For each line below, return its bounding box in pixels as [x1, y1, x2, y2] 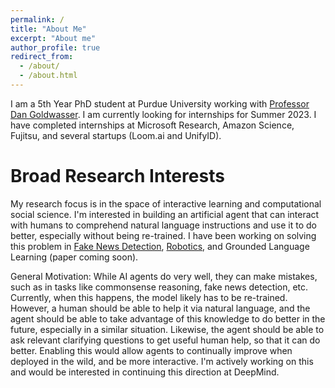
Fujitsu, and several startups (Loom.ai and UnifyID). [10, 129, 222, 141]
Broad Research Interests [10, 165, 225, 188]
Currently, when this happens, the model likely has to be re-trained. [10, 291, 288, 303]
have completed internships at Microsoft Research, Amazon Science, [10, 119, 295, 131]
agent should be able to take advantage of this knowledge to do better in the [10, 312, 326, 325]
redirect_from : [10, 52, 74, 62]
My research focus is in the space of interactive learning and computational [10, 197, 322, 210]
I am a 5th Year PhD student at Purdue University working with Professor [10, 97, 310, 110]
